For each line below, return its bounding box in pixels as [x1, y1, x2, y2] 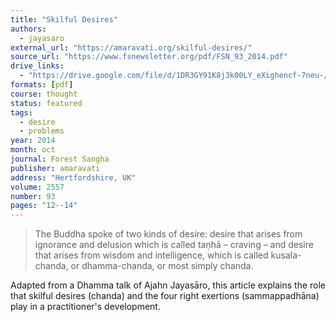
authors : [10, 24, 47, 34]
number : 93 [10, 191, 56, 201]
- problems [19, 126, 65, 136]
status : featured [10, 98, 83, 108]
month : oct [10, 145, 56, 155]
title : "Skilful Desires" [10, 14, 118, 25]
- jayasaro [19, 33, 65, 43]
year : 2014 [10, 136, 56, 146]
